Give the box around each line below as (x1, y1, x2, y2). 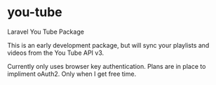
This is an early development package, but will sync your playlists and (7, 41, 210, 49)
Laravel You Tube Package (7, 27, 84, 36)
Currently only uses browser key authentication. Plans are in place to (7, 62, 206, 70)
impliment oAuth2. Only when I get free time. (7, 70, 137, 78)
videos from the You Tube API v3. (7, 48, 104, 57)
